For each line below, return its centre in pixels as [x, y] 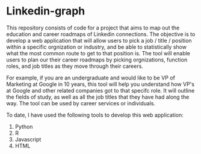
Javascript [28, 139]
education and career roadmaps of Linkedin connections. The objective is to [101, 34]
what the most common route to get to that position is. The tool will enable [98, 53]
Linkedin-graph [46, 11]
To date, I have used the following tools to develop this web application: [95, 115]
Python [24, 126]
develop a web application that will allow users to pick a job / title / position [99, 40]
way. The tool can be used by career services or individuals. [81, 103]
